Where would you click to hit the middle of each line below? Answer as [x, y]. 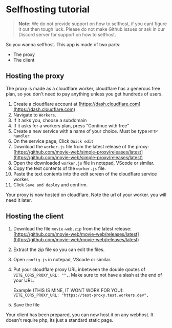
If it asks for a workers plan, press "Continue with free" [71, 126]
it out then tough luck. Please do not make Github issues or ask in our [92, 29]
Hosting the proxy [35, 76]
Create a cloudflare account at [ [47, 104]
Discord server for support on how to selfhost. [67, 34]
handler [21, 136]
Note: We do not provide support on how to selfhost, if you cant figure [93, 24]
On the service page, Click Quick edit [53, 141]
